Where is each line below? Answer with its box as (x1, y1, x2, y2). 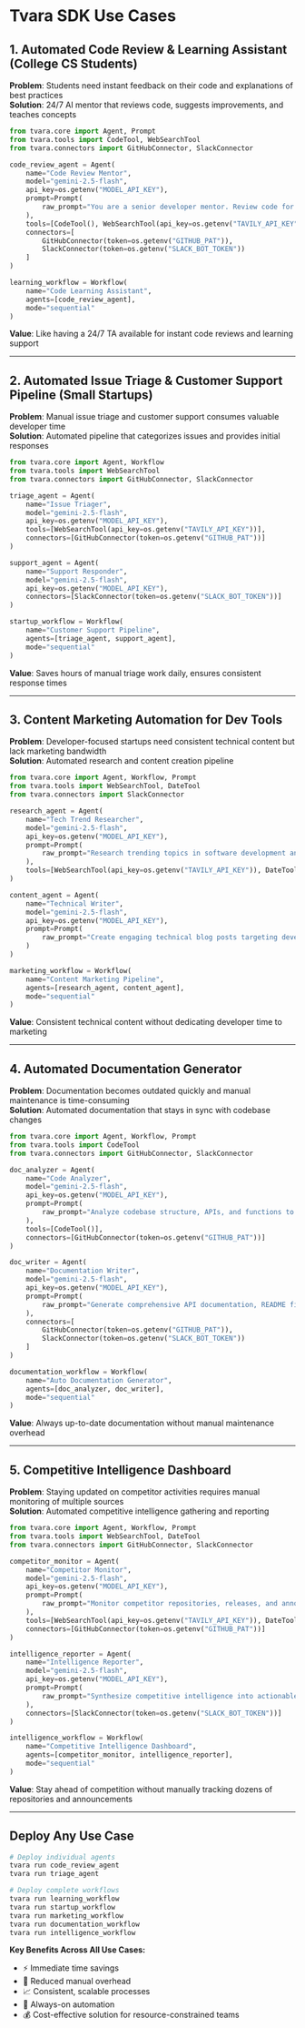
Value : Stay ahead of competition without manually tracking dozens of (9, 1783, 273, 1794)
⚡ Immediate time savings (22, 1962, 120, 1973)
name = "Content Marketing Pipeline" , (25, 975, 165, 984)
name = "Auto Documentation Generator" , (25, 1375, 172, 1384)
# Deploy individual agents (9, 1852, 116, 1861)
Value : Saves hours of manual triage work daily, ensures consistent (9, 667, 261, 678)
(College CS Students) (9, 56, 138, 71)
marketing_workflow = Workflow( (9, 966, 132, 975)
